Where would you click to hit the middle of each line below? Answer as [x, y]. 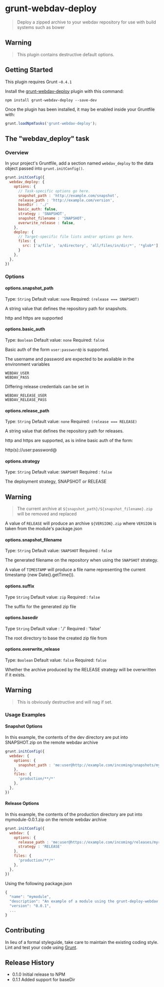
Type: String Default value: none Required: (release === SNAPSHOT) [72, 299]
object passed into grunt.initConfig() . [45, 168]
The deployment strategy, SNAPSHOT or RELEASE [56, 482]
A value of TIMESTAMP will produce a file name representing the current [75, 570]
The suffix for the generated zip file [41, 606]
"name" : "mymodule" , [30, 897]
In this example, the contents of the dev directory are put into [67, 737]
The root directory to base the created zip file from [56, 638]
